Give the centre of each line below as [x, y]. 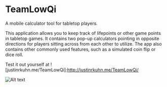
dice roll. [14, 55]
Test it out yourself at [27, 64]
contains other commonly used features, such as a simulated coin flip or [80, 49]
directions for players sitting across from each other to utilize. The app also [83, 43]
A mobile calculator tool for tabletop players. [51, 23]
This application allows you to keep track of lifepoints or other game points [83, 33]
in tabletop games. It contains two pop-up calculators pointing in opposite [82, 38]
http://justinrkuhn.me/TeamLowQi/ [103, 70]
